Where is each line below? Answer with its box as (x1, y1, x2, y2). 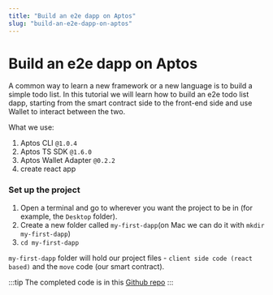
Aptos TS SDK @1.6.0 (19, 147, 92, 156)
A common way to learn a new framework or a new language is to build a (8, 81, 253, 91)
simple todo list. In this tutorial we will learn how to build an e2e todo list (8, 90, 249, 100)
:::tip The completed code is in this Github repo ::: (8, 277, 174, 287)
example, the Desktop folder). (19, 212, 118, 221)
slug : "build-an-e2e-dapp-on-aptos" (8, 19, 132, 28)
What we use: (8, 122, 54, 132)
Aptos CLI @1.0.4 (19, 139, 77, 148)
